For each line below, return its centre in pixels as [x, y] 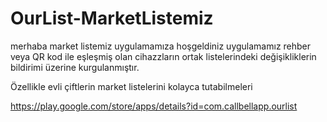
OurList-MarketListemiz [112, 18]
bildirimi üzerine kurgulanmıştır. [75, 67]
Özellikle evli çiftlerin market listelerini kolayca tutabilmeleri [131, 86]
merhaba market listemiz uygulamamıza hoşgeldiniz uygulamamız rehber [161, 46]
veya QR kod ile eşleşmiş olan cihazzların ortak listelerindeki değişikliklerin [163, 56]
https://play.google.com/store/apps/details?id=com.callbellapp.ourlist [154, 106]
